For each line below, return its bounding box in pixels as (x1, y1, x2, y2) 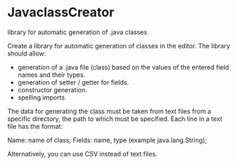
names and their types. (17, 70, 85, 79)
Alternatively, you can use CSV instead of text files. (7, 149, 158, 158)
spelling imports (17, 93, 65, 102)
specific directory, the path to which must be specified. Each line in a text (7, 115, 223, 123)
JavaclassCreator (7, 4, 115, 21)
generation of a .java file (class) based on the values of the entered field (17, 63, 229, 71)
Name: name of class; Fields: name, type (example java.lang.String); (7, 136, 208, 144)
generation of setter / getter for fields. (17, 78, 130, 86)
